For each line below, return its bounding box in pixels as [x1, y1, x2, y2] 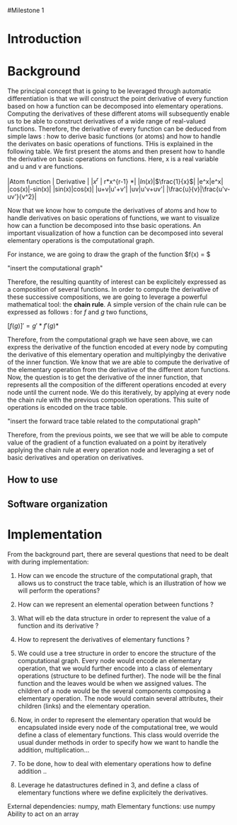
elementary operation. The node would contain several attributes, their [17, 694, 224, 702]
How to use [7, 474, 58, 486]
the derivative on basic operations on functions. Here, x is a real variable [7, 155, 219, 163]
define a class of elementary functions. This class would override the [17, 731, 219, 739]
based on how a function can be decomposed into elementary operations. [7, 102, 224, 111]
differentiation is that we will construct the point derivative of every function [7, 94, 229, 103]
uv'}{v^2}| [7, 192, 37, 201]
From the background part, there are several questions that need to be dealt [7, 550, 229, 558]
